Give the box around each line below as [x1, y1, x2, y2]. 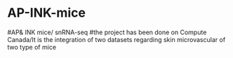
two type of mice [7, 43, 57, 51]
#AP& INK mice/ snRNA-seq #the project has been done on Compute [7, 28, 207, 36]
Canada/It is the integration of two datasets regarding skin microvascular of [7, 35, 226, 43]
